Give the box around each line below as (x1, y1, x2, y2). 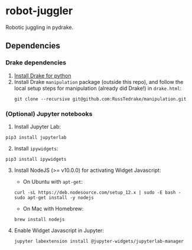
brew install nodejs (14, 216, 65, 222)
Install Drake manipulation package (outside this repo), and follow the (14, 78, 184, 85)
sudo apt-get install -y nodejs (14, 194, 94, 200)
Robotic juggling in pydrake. (5, 24, 74, 31)
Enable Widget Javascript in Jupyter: (14, 226, 105, 234)
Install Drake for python (14, 72, 71, 79)
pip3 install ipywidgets (5, 156, 67, 162)
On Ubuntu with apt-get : (22, 178, 83, 185)
